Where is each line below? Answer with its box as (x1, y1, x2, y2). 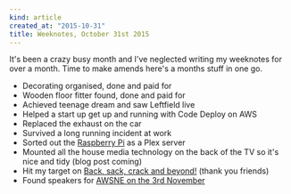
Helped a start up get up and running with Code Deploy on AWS (21, 109, 257, 120)
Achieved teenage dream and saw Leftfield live (21, 100, 195, 110)
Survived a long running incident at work (21, 128, 172, 139)
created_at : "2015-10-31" (9, 21, 105, 30)
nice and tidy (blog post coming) (21, 157, 143, 167)
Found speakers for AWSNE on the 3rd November (21, 175, 205, 186)
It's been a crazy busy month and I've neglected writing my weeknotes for (9, 54, 283, 65)
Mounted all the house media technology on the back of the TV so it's (21, 147, 279, 158)
